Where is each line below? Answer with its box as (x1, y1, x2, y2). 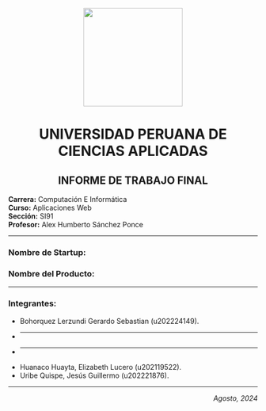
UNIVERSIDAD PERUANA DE (39, 125, 227, 143)
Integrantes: (8, 298, 57, 309)
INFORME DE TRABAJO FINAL (58, 173, 208, 187)
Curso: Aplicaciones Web (8, 203, 93, 212)
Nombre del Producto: (8, 268, 95, 279)
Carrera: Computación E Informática (8, 195, 127, 204)
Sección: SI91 (8, 211, 54, 221)
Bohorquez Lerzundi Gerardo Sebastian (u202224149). (19, 316, 199, 325)
